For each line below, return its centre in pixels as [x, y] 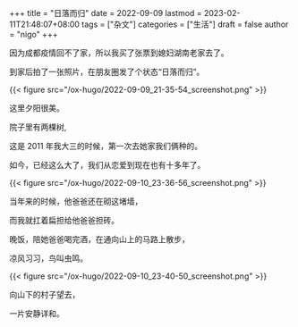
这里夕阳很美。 [37, 108]
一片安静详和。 [37, 314]
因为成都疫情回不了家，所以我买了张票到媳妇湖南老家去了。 [119, 53]
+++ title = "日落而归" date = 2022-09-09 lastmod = [106, 13]
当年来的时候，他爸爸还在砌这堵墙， [76, 201]
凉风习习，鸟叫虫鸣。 [48, 258]
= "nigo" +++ [34, 34]
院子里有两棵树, [38, 127]
